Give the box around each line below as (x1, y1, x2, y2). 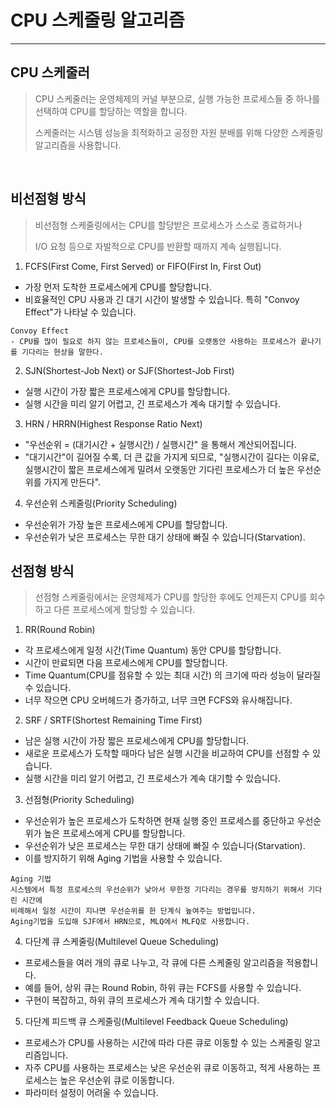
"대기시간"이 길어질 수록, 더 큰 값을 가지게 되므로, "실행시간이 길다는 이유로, (24, 451, 320, 463)
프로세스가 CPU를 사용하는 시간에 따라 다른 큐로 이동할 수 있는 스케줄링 (24, 1037, 303, 1049)
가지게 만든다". (43, 476, 102, 488)
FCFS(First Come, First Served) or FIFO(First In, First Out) (24, 260, 262, 272)
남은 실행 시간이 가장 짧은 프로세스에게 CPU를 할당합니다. (24, 735, 250, 747)
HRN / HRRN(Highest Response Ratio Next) (24, 417, 203, 430)
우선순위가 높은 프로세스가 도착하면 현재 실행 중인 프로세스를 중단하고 (24, 815, 295, 827)
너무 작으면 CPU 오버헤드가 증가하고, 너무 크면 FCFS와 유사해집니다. (24, 694, 293, 706)
